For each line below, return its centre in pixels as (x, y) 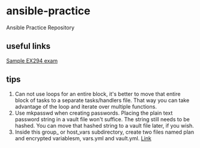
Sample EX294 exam (32, 60)
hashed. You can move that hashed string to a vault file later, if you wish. (104, 125)
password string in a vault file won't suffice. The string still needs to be (102, 119)
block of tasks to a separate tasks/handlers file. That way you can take (102, 100)
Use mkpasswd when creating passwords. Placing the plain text (94, 113)
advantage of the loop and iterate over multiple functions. (86, 106)
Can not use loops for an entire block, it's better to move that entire (98, 94)
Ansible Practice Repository (40, 27)
